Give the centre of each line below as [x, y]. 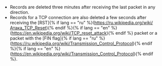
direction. [20, 12]
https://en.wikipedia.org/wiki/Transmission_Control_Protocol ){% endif [82, 54]
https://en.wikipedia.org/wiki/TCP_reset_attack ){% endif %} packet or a [84, 33]
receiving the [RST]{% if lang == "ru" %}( [52, 22]
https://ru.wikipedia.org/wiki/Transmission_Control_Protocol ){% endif [82, 43]
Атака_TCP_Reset [28, 28]
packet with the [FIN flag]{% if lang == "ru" [54, 38]
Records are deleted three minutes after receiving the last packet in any [82, 7]
